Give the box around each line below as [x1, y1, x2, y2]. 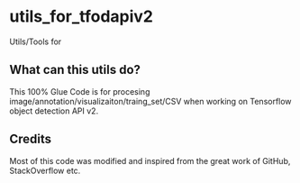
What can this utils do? [9, 62, 141, 78]
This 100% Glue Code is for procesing [9, 86, 150, 96]
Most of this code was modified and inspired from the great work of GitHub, [9, 155, 291, 166]
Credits [9, 132, 52, 147]
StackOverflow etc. [9, 165, 81, 176]
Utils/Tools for [9, 36, 62, 47]
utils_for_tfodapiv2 [9, 6, 153, 27]
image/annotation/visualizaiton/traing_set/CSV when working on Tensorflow [9, 96, 292, 106]
